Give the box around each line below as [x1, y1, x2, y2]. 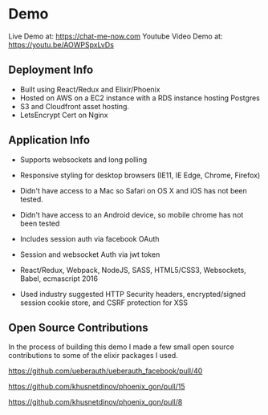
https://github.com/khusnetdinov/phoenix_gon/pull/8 [8, 397, 183, 407]
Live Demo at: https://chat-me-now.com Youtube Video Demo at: [8, 31, 223, 41]
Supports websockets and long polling [19, 154, 148, 165]
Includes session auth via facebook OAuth [19, 234, 160, 243]
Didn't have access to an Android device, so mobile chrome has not [19, 210, 244, 219]
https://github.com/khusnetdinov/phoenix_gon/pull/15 [8, 382, 185, 392]
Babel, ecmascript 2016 [19, 274, 99, 283]
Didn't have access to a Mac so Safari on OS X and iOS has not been [19, 185, 247, 195]
